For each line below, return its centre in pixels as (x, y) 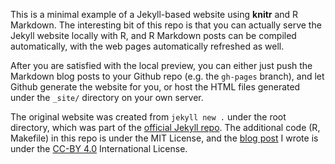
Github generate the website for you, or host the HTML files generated (155, 87)
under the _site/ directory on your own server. (107, 97)
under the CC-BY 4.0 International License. (99, 148)
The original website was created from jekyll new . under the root (148, 117)
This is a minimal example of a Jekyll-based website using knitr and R (154, 14)
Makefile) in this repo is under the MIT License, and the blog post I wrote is (164, 138)
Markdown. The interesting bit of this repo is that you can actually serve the (166, 25)
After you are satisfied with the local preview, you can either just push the (161, 65)
